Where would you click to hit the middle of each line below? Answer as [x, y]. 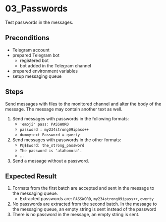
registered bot [34, 60]
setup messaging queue [37, 76]
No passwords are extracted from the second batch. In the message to [84, 204]
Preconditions [27, 38]
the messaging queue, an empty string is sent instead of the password [84, 209]
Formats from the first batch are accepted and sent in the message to [83, 188]
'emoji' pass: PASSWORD [44, 124]
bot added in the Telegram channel [55, 65]
